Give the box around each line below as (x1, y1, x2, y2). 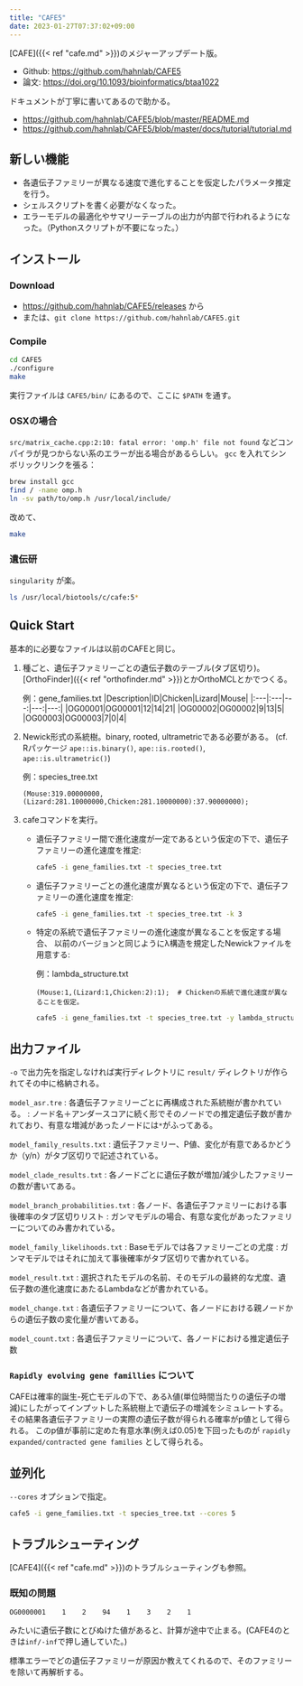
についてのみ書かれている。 (16, 1223, 120, 1234)
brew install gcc (9, 478, 75, 487)
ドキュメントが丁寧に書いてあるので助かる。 (9, 96, 176, 107)
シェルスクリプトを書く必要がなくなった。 (22, 200, 181, 210)
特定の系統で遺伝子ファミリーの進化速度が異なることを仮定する (35, 927, 273, 937)
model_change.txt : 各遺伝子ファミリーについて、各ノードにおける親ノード (9, 1302, 286, 1314)
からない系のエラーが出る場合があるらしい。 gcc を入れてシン (56, 448, 287, 459)
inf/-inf (25, 1638, 59, 1647)
